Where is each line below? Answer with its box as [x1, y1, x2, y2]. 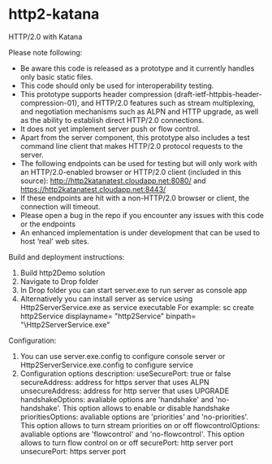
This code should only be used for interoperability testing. [19, 81, 214, 90]
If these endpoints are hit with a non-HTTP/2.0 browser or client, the [19, 193, 250, 203]
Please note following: [8, 47, 83, 57]
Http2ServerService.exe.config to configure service [19, 360, 194, 370]
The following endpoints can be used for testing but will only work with [19, 158, 257, 168]
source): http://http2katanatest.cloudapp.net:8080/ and [19, 176, 206, 186]
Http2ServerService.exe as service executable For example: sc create [19, 302, 254, 312]
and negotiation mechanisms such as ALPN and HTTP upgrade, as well [19, 107, 259, 116]
